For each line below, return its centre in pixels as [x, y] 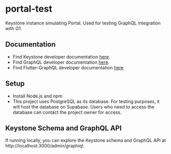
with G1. [14, 28]
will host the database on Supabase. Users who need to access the [83, 107]
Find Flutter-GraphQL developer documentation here [68, 67]
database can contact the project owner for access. [67, 112]
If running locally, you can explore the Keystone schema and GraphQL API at [86, 140]
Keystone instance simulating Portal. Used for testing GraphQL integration [83, 23]
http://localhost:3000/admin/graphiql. [45, 146]
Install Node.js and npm [38, 96]
